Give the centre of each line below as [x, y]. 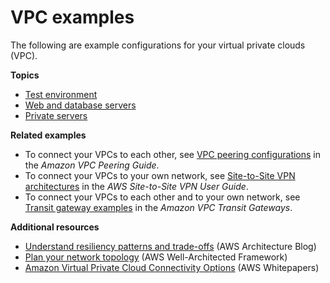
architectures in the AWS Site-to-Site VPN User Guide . [136, 186]
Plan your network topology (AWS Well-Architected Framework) [156, 257]
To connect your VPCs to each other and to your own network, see [162, 197]
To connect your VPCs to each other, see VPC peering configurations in [173, 154]
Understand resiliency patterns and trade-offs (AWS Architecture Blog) [170, 246]
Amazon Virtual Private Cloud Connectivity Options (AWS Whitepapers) [172, 267]
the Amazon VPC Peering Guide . [92, 165]
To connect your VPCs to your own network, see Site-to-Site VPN [160, 175]
